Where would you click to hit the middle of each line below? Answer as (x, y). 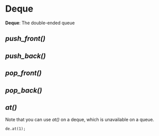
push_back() (26, 56)
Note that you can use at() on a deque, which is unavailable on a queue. (80, 120)
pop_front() (23, 73)
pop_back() (24, 90)
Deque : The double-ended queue (40, 23)
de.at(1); (16, 129)
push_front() (25, 39)
